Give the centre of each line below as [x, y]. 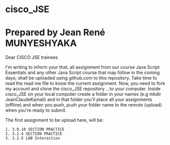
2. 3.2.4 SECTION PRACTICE [34, 134]
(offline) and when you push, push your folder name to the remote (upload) [84, 105]
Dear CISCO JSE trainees [32, 57]
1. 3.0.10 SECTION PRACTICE [35, 130]
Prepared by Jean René [55, 33]
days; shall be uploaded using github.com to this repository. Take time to [81, 78]
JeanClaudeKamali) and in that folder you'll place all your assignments [79, 99]
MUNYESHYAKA [41, 43]
